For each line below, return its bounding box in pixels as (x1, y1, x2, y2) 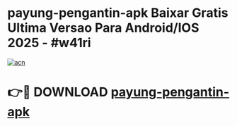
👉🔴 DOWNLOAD (7, 84, 108, 100)
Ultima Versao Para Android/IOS (7, 20, 200, 36)
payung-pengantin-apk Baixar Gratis (7, 5, 229, 21)
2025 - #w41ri (7, 35, 91, 51)
